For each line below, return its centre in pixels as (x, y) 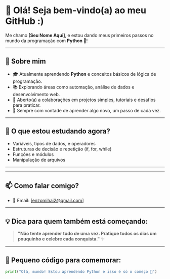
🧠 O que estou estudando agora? (58, 131)
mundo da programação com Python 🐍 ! (47, 41)
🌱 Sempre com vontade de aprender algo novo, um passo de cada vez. (87, 110)
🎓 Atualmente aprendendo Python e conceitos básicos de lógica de (84, 74)
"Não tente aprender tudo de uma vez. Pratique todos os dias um (87, 234)
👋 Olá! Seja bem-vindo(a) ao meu (76, 10)
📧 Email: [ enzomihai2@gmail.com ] (48, 201)
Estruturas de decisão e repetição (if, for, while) (62, 149)
